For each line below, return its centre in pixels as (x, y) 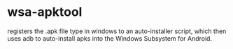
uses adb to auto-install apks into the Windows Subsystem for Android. (110, 38)
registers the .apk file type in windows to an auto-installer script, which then (117, 31)
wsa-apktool (45, 12)
